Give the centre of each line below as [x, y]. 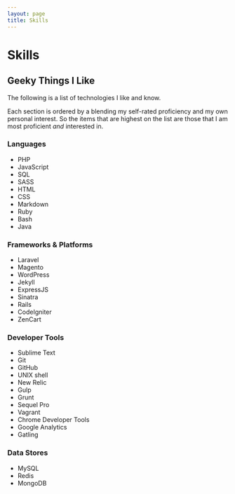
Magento [31, 268]
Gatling [28, 434]
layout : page [26, 14]
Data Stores [28, 453]
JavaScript [33, 167]
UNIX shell [33, 375]
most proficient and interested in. [55, 126]
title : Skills [28, 20]
